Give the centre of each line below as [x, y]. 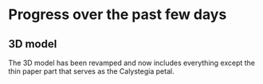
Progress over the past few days [118, 15]
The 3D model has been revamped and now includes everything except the [132, 63]
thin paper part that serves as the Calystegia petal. [91, 71]
